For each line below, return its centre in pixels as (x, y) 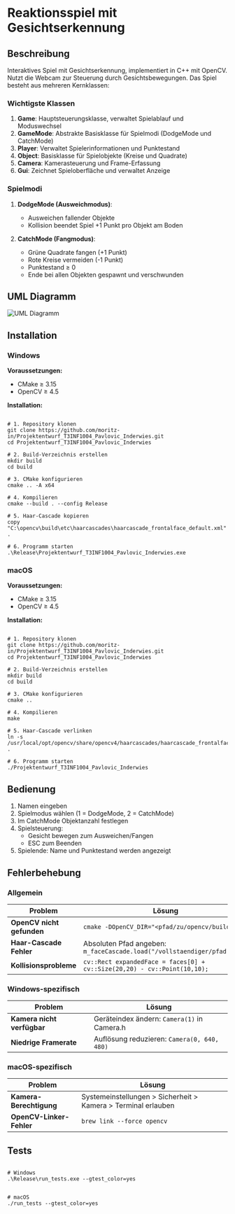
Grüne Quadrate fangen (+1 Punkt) (77, 252)
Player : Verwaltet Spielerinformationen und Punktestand (99, 148)
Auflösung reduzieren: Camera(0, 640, (156, 1039)
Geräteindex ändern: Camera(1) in (148, 1019)
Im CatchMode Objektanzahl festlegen (73, 821)
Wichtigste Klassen (41, 103)
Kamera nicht (34, 1019)
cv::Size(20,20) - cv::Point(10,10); (146, 969)
